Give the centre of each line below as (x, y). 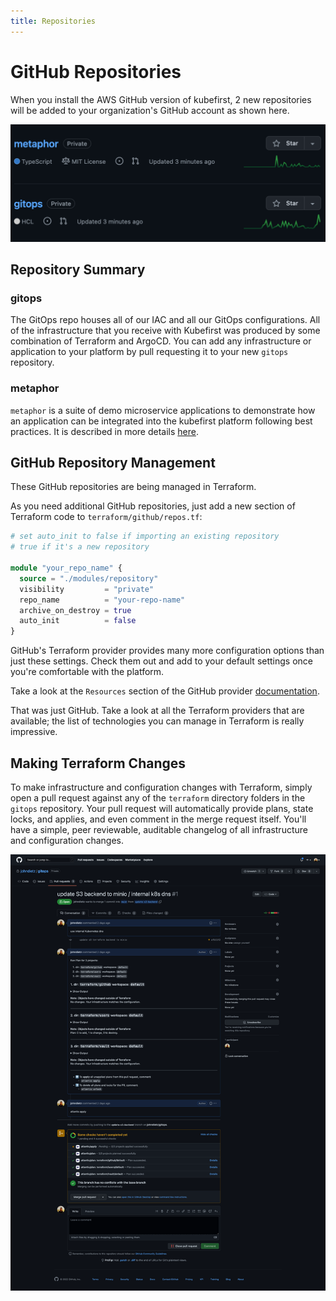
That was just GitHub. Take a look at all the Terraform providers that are (157, 711)
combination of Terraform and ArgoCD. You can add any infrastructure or (161, 341)
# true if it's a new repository (80, 547)
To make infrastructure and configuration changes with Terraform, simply (161, 787)
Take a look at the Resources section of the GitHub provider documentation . (165, 691)
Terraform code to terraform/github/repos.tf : (106, 517)
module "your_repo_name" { (66, 568)
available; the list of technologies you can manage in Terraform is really (157, 721)
